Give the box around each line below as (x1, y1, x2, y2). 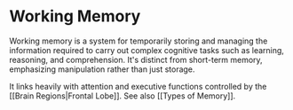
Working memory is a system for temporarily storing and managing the (9, 35, 268, 46)
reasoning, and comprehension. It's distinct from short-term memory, (9, 54, 264, 65)
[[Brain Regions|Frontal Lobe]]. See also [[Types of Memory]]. (9, 90, 236, 101)
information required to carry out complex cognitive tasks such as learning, (9, 44, 284, 55)
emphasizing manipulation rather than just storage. (9, 64, 195, 75)
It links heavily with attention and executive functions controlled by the (9, 81, 267, 91)
